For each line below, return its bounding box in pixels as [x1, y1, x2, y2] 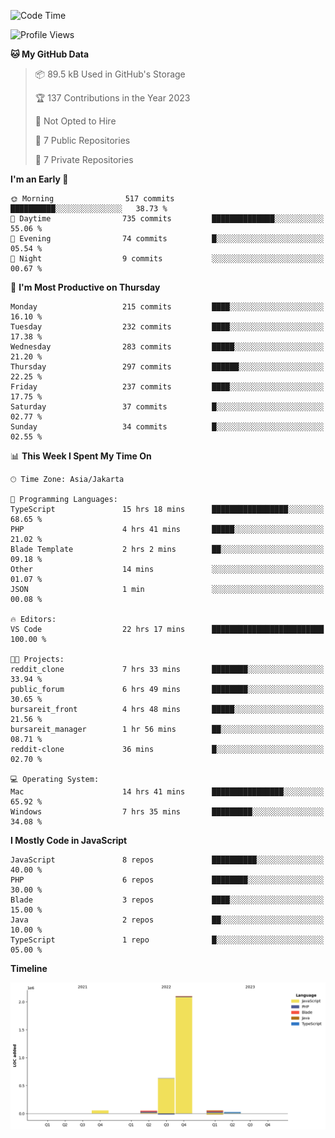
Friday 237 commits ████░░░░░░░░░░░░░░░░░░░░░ [10, 382, 325, 392]
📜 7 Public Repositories [34, 135, 131, 146]
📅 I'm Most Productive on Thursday [10, 281, 161, 293]
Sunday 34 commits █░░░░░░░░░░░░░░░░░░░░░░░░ [10, 422, 325, 432]
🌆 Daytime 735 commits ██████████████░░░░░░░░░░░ [10, 214, 325, 224]
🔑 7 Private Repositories [34, 154, 134, 165]
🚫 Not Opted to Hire [34, 115, 117, 127]
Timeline [10, 963, 48, 974]
